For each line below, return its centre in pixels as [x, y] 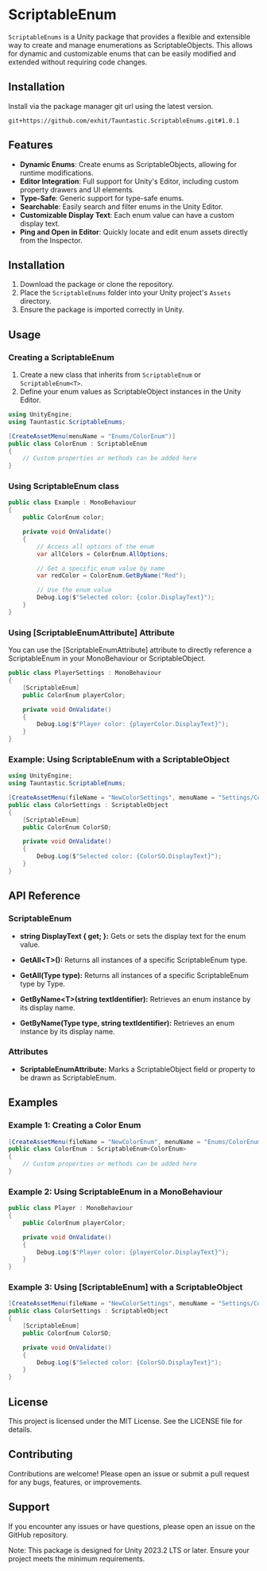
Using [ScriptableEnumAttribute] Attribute [91, 632]
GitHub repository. [39, 1534]
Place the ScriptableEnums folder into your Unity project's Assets [126, 293]
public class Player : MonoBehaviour [71, 1208]
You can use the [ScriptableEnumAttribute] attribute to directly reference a [130, 650]
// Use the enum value [74, 590]
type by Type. [43, 983]
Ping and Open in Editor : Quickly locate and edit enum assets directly [134, 231]
